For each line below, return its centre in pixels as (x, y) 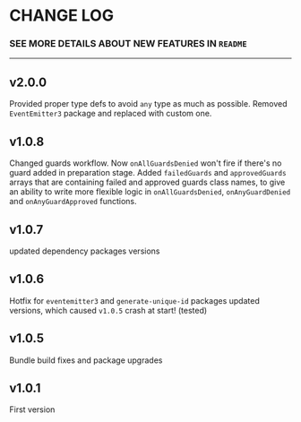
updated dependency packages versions (85, 251)
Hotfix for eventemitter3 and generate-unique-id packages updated (134, 300)
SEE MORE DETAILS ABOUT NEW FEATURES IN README (129, 44)
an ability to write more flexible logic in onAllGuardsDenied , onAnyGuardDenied (150, 192)
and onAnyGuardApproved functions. (73, 202)
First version (32, 409)
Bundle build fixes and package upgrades (86, 360)
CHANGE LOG (62, 16)
